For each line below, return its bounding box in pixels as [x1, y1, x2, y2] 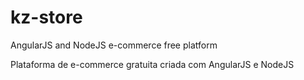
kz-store [10, 6, 83, 29]
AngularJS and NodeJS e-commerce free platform [10, 39, 218, 51]
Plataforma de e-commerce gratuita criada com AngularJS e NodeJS [10, 58, 295, 70]
